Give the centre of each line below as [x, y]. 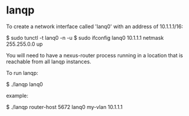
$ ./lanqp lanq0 [24, 84]
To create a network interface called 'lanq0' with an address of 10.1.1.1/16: [95, 26]
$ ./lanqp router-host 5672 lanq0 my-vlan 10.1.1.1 [64, 107]
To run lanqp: [22, 73]
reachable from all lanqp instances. [49, 62]
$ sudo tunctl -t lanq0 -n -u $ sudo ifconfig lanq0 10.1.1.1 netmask [85, 37]
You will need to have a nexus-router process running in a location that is [95, 55]
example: [17, 95]
